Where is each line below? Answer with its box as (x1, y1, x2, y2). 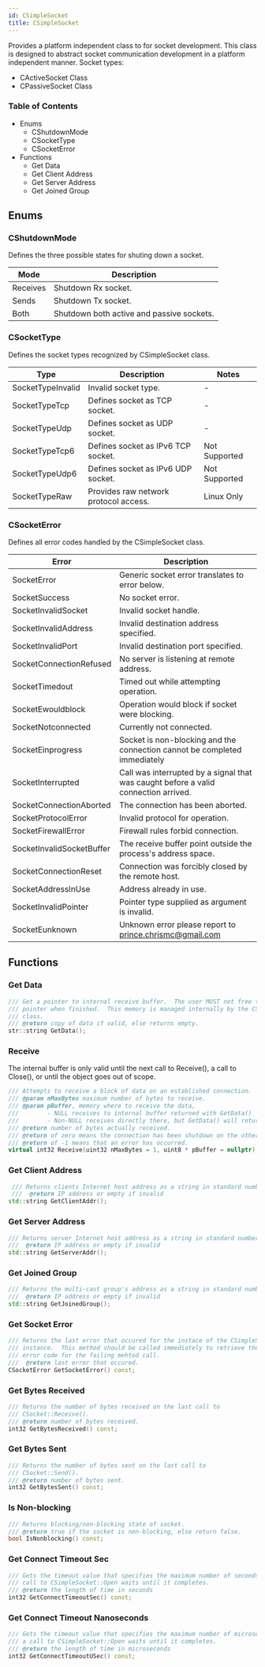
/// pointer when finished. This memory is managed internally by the (8, 1005, 248, 1013)
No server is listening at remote (119, 654, 235, 665)
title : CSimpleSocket (8, 19, 80, 27)
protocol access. (88, 496, 150, 507)
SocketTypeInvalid (12, 382, 80, 393)
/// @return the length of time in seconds (8, 1586, 154, 1594)
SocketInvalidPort (12, 641, 78, 652)
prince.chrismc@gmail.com (119, 930, 221, 941)
